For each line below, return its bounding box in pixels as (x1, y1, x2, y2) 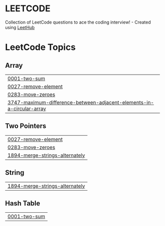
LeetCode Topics (5, 42, 76, 53)
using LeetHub (5, 24, 35, 30)
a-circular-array (7, 105, 47, 112)
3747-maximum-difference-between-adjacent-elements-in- (7, 99, 154, 106)
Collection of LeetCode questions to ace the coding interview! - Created (5, 19, 151, 25)
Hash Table (5, 199, 40, 207)
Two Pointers (5, 122, 47, 130)
